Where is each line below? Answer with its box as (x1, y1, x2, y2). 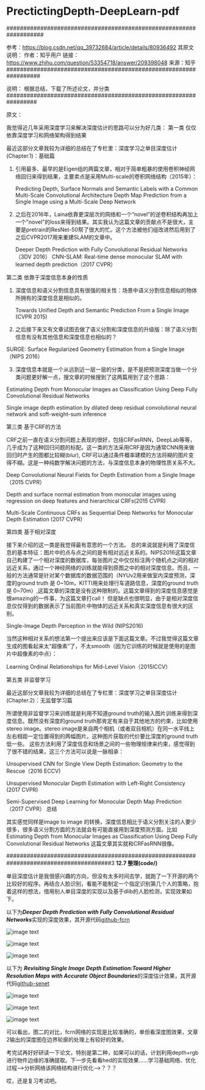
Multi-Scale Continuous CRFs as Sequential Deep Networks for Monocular (6, 509, 193, 516)
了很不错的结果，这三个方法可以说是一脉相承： (6, 748, 124, 755)
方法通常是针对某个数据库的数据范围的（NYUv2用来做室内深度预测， (16, 572, 190, 579)
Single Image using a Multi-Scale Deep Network (15, 197, 136, 205)
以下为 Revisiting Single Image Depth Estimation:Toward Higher (6, 964, 171, 971)
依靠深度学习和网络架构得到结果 (6, 131, 87, 139)
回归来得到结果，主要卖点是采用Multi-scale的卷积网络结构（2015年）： (20, 172, 198, 180)
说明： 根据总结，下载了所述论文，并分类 (6, 84, 110, 92)
